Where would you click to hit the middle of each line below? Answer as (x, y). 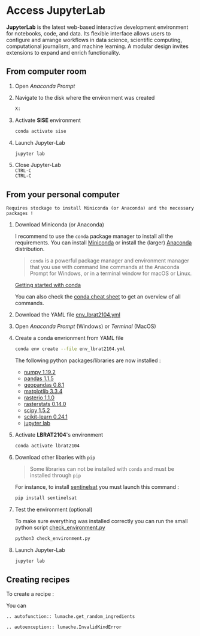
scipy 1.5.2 (37, 410)
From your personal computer (63, 194)
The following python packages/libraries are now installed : (88, 360)
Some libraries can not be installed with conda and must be (102, 468)
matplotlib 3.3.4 (43, 392)
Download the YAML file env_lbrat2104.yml (68, 315)
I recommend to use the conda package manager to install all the (94, 236)
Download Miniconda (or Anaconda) (60, 225)
